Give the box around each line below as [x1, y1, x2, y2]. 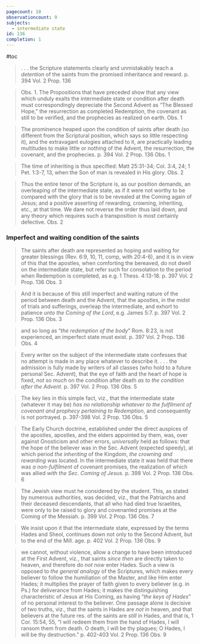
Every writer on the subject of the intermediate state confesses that [20, 352, 187, 359]
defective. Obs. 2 [20, 218, 64, 226]
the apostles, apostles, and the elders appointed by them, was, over [20, 432, 188, 439]
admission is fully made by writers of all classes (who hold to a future [20, 364, 192, 371]
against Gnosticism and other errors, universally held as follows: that [20, 438, 190, 445]
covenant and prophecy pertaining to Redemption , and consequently [20, 407, 191, 415]
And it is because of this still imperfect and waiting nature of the [20, 290, 179, 297]
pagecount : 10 [6, 8, 42, 15]
